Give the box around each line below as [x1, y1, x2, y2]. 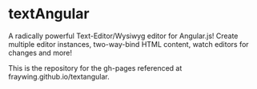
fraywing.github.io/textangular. [8, 72, 110, 81]
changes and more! [8, 48, 73, 57]
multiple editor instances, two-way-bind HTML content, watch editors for [8, 39, 250, 48]
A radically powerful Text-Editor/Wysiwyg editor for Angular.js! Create [8, 31, 239, 41]
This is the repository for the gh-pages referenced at [8, 63, 183, 72]
